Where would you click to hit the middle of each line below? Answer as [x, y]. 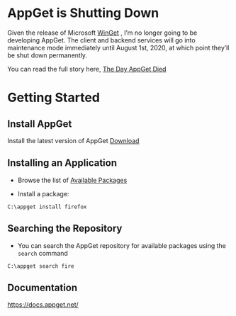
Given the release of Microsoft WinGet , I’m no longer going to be [102, 33]
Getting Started [54, 98]
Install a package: [43, 193]
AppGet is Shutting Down [83, 13]
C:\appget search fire [41, 266]
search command [43, 253]
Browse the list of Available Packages [72, 180]
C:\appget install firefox [47, 207]
